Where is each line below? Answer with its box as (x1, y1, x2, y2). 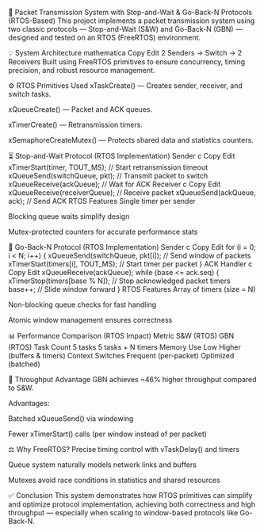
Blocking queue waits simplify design (8, 212, 130, 221)
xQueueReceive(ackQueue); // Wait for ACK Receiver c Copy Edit (8, 179, 220, 189)
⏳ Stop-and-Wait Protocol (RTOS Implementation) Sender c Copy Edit (8, 151, 235, 160)
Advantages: (8, 399, 50, 408)
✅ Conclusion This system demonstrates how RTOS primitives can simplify (8, 491, 253, 499)
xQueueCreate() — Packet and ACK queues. (8, 105, 153, 114)
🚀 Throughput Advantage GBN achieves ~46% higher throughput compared (8, 375, 257, 384)
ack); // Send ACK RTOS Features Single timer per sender (8, 197, 197, 205)
